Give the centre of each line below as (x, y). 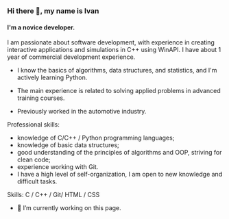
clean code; (34, 159)
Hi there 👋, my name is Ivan (53, 11)
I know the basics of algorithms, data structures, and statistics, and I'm (117, 70)
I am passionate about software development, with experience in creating (111, 42)
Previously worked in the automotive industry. (82, 112)
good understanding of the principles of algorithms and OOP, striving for (119, 153)
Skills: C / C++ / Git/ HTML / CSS (53, 195)
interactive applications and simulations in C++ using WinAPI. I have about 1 (114, 50)
